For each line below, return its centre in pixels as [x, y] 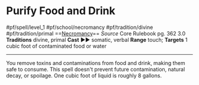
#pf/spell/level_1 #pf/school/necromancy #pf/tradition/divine [80, 27]
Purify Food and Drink [61, 11]
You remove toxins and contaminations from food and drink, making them [96, 63]
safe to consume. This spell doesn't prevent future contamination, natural [96, 69]
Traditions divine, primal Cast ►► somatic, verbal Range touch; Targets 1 [97, 40]
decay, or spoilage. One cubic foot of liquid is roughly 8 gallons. [84, 76]
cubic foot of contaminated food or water [56, 46]
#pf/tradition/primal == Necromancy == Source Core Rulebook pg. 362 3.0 [96, 33]
